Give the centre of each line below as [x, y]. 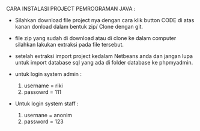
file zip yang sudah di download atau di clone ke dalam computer [95, 38]
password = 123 [44, 121]
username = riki [43, 86]
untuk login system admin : [48, 74]
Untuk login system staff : [47, 103]
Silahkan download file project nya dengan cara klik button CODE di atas [105, 20]
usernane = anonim [48, 115]
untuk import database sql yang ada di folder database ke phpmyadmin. [104, 63]
